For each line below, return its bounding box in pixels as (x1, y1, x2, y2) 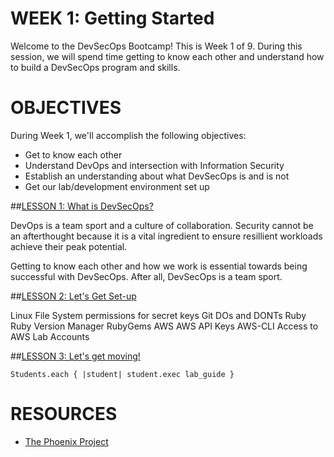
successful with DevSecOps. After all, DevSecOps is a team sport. (10, 270, 283, 282)
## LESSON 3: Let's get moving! (10, 350, 141, 362)
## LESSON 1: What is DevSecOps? (10, 200, 154, 212)
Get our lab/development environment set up (24, 180, 210, 192)
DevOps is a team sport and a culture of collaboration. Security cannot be (10, 219, 314, 231)
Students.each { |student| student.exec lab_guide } (10, 369, 235, 379)
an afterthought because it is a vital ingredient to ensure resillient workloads (10, 230, 323, 242)
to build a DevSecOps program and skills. (10, 61, 181, 73)
